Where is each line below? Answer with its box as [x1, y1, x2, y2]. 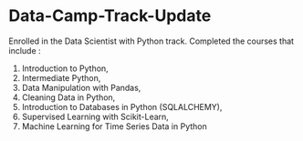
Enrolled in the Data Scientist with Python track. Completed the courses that [8, 35, 294, 46]
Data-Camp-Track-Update [8, 5, 212, 26]
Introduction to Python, [21, 63, 109, 74]
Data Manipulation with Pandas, [21, 82, 141, 93]
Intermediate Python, [21, 72, 101, 83]
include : [8, 45, 42, 55]
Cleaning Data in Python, [21, 92, 116, 103]
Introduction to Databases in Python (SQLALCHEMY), [21, 101, 223, 112]
